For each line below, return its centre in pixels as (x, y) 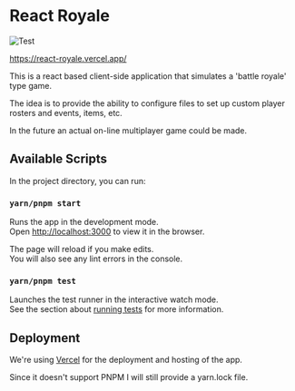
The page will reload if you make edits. (82, 249)
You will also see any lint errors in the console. (96, 259)
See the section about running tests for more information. (117, 309)
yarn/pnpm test (43, 281)
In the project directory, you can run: (78, 181)
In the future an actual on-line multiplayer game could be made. (128, 130)
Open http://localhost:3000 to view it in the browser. (107, 231)
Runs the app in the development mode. (84, 222)
